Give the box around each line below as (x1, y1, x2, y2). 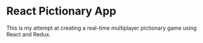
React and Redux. (6, 30, 51, 38)
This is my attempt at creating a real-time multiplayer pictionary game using (6, 24, 197, 31)
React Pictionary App (6, 4, 117, 18)
